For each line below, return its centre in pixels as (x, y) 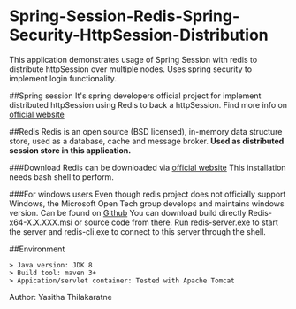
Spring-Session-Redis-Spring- (125, 16)
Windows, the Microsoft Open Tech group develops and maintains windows (147, 203)
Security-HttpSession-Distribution (139, 35)
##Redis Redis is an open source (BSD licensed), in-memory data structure (146, 131)
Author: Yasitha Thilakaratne (61, 297)
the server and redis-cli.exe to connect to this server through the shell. (138, 231)
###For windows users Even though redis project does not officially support (148, 194)
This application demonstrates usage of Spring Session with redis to (133, 59)
